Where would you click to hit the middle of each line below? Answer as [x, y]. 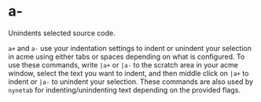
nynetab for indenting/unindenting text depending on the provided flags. [125, 89]
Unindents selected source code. [62, 33]
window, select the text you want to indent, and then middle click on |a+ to [129, 73]
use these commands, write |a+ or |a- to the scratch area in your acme [123, 64]
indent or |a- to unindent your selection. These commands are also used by [131, 82]
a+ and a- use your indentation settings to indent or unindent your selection [130, 48]
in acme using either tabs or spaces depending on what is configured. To [127, 56]
